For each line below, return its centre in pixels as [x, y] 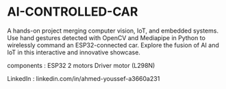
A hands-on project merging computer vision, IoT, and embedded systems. [113, 31]
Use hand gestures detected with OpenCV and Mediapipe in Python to [106, 37]
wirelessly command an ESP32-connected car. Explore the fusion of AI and [113, 45]
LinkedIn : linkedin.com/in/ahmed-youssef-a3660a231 [84, 78]
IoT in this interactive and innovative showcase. [74, 52]
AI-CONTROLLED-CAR [73, 12]
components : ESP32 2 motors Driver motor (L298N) [81, 65]
